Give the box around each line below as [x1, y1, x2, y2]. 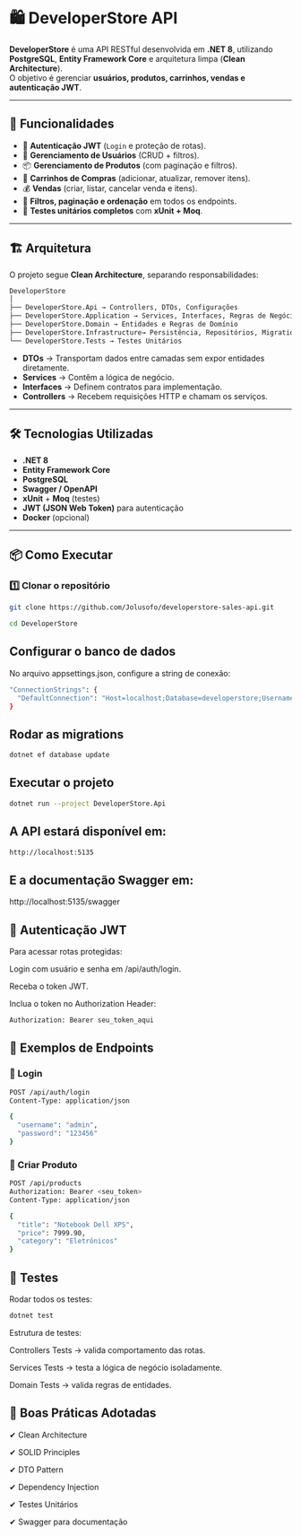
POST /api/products [9, 1179, 82, 1188]
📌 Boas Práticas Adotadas [9, 1406, 157, 1421]
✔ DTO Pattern [9, 1464, 64, 1475]
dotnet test [9, 1311, 54, 1320]
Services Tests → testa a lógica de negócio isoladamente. [9, 1362, 222, 1373]
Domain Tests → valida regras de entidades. [9, 1379, 172, 1390]
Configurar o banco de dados [9, 644, 176, 659]
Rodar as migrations [9, 727, 124, 742]
